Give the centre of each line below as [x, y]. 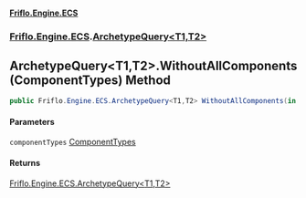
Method [148, 80]
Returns [25, 163]
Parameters [32, 121]
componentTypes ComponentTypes [73, 142]
